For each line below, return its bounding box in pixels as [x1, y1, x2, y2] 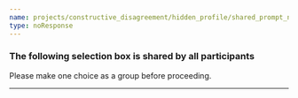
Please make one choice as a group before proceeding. [9, 70, 212, 80]
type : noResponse [9, 21, 74, 30]
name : [9, 12, 29, 22]
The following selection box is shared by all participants [9, 50, 255, 63]
